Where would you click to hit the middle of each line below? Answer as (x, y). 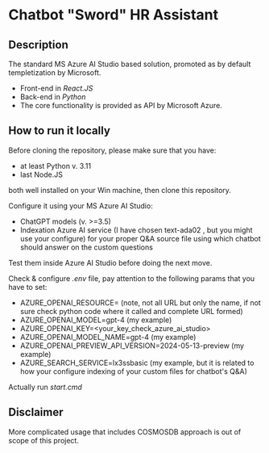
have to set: (28, 287)
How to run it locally (60, 131)
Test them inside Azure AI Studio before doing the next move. (110, 262)
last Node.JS (41, 174)
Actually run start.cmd (46, 387)
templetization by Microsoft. (55, 73)
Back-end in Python (53, 97)
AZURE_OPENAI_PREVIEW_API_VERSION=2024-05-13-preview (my (132, 346)
